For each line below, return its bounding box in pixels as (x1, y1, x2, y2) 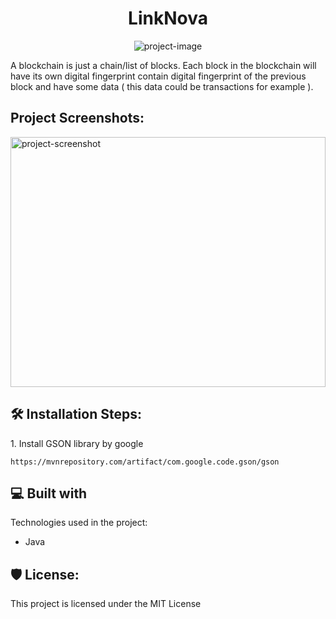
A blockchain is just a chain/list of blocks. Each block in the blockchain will (10, 59, 317, 71)
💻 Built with (10, 485, 88, 502)
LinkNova (128, 7, 208, 30)
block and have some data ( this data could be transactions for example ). (10, 80, 314, 92)
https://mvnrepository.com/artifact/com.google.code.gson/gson (10, 457, 280, 467)
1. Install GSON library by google (10, 437, 144, 449)
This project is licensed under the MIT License (10, 598, 202, 610)
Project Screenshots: (10, 110, 145, 127)
